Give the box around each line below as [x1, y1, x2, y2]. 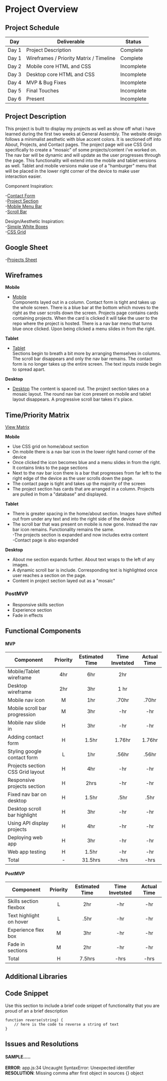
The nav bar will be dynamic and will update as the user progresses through [5, 152, 161, 158]
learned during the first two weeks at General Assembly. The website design [5, 131, 162, 137]
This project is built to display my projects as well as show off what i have [5, 125, 156, 131]
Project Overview [5, 3, 79, 15]
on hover [7, 918, 29, 925]
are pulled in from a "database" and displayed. [12, 491, 108, 498]
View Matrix [5, 424, 30, 430]
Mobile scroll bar [7, 705, 47, 712]
